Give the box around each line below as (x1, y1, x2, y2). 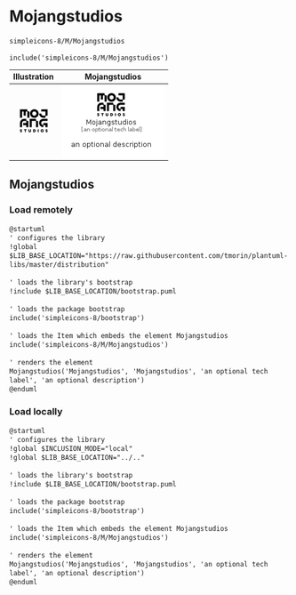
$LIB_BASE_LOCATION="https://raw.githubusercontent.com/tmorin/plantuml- (9, 251, 289, 260)
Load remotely (9, 203, 74, 215)
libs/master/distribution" (9, 260, 109, 269)
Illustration (12, 71, 55, 82)
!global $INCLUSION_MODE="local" (9, 445, 133, 454)
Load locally (9, 405, 63, 417)
